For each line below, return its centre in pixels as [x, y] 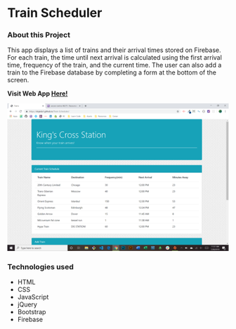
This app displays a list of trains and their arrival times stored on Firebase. [114, 50]
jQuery [27, 304]
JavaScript [33, 297]
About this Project [39, 35]
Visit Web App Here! [38, 93]
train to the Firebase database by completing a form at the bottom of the [112, 72]
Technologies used [40, 267]
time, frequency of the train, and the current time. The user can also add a [114, 65]
